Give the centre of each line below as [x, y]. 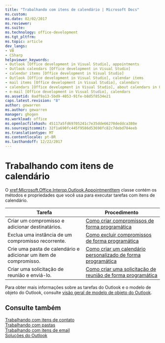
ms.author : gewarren [26, 110]
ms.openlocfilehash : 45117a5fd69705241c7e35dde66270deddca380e [71, 123]
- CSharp [14, 55]
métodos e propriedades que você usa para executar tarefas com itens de [80, 195]
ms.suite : [15, 28]
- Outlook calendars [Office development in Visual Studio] [68, 69]
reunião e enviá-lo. [29, 275]
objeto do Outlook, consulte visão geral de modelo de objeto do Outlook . [79, 293]
